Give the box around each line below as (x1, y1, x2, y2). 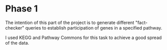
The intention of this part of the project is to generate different (5, 19, 135, 25)
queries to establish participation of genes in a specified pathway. (25, 24, 162, 30)
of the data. (5, 39, 29, 45)
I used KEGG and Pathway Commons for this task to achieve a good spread (5, 34, 162, 40)
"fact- (135, 19, 148, 25)
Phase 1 (5, 3, 38, 14)
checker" (5, 24, 24, 30)
